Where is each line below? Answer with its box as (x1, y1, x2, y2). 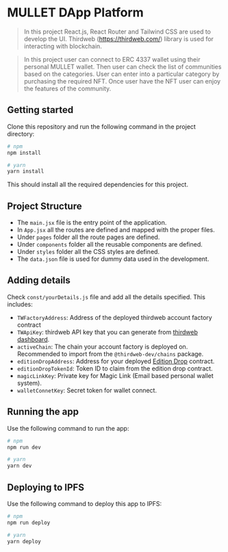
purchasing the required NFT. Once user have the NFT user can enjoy (23, 77, 221, 85)
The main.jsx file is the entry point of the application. (16, 218, 167, 227)
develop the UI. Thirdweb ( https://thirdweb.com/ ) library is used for (23, 34, 214, 42)
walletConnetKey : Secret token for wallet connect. (16, 386, 157, 394)
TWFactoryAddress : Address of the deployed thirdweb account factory (16, 313, 212, 321)
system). (16, 379, 42, 387)
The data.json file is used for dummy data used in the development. (16, 255, 210, 263)
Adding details (7, 275, 71, 286)
